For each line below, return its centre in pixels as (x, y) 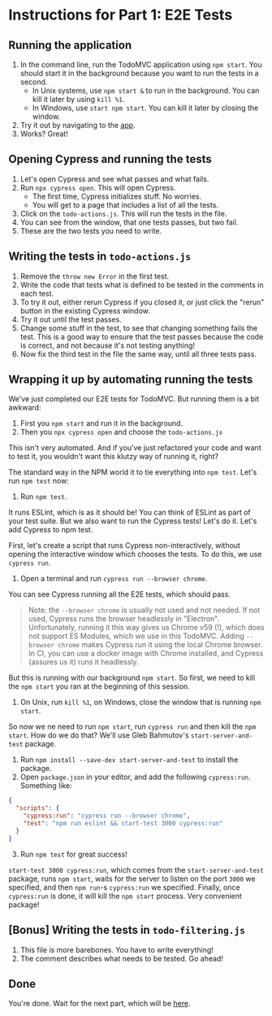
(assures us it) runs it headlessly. (84, 662)
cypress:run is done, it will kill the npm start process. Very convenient (125, 896)
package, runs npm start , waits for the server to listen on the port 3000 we (132, 878)
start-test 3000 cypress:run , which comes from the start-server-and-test (136, 869)
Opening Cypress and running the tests (110, 159)
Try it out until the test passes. (71, 319)
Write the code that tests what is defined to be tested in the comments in (142, 285)
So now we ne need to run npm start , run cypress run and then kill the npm (132, 727)
